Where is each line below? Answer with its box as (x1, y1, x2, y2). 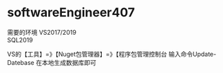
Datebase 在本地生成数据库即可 (7, 58, 96, 66)
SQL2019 (7, 35, 33, 44)
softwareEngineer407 (7, 5, 136, 20)
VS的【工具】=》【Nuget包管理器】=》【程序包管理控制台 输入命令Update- (7, 50, 217, 58)
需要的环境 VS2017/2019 (7, 28, 77, 36)
